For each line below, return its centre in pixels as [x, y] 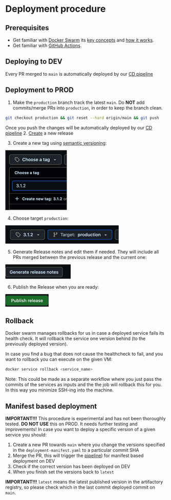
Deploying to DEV [34, 62]
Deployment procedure [56, 9]
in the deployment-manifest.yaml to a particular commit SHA [76, 450]
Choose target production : [41, 218]
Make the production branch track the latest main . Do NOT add [79, 102]
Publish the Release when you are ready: [56, 287]
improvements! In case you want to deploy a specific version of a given [80, 429]
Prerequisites [27, 28]
